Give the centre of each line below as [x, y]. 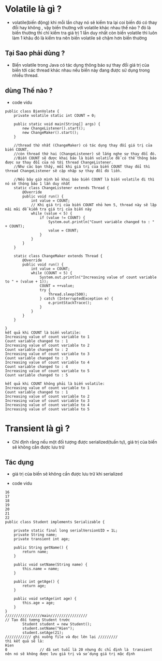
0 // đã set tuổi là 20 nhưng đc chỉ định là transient [79, 650]
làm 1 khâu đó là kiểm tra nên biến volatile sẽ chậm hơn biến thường [80, 38]
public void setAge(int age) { [45, 599]
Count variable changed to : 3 [37, 358]
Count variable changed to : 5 [37, 375]
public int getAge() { [37, 582]
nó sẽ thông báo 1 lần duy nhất [37, 183]
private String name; [35, 535]
